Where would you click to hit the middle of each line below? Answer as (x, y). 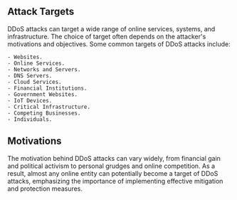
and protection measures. (45, 189)
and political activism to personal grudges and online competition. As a (111, 166)
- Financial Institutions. (47, 88)
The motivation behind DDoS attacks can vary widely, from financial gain (114, 158)
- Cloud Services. (35, 82)
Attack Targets (41, 12)
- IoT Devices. (30, 100)
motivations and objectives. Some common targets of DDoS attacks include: (119, 44)
